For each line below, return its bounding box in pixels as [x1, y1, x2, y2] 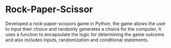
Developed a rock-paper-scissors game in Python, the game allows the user [5, 20, 166, 27]
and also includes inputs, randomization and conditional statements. [5, 37, 149, 43]
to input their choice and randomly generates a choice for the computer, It [5, 26, 161, 32]
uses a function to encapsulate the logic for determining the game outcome [5, 31, 165, 37]
